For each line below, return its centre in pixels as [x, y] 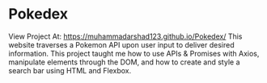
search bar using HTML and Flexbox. [70, 70]
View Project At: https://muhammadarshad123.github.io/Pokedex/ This [125, 36]
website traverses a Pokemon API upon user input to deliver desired [121, 44]
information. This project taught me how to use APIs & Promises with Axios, [134, 53]
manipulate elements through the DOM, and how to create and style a [124, 62]
